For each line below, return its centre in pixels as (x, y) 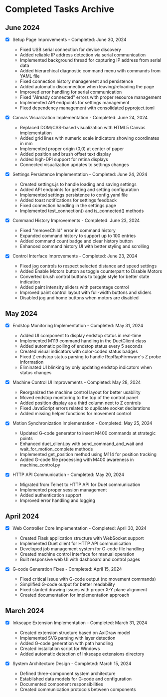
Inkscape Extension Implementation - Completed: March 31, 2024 (80, 623)
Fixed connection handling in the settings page (68, 206)
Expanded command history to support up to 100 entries (78, 236)
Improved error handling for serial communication (71, 92)
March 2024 (25, 610)
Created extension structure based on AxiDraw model (75, 633)
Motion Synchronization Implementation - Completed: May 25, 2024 (82, 423)
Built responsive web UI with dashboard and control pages (80, 559)
